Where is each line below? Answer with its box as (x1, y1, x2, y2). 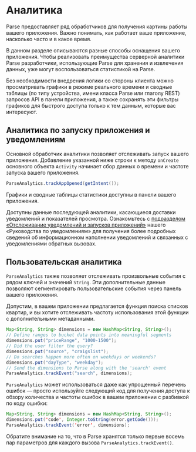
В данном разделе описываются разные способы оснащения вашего (6, 46, 180, 54)
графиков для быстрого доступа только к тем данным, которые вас (6, 102, 176, 109)
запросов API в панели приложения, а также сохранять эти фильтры (6, 95, 179, 103)
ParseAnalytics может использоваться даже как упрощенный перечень (6, 381, 187, 388)
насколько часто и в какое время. (6, 35, 92, 42)
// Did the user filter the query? (6, 343, 93, 349)
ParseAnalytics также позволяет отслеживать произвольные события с (6, 272, 186, 280)
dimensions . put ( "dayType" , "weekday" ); (6, 360, 104, 365)
